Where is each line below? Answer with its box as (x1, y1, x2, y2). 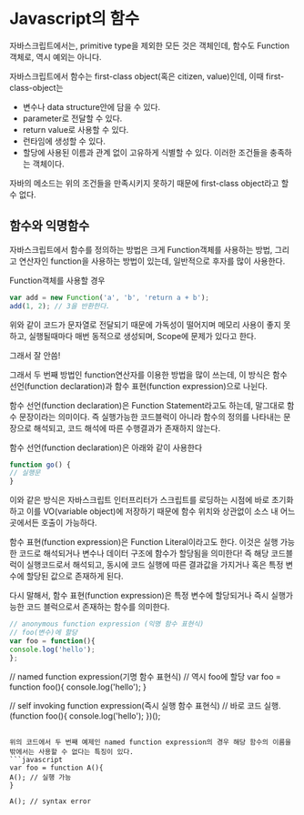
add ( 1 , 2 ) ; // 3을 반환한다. (9, 301, 111, 310)
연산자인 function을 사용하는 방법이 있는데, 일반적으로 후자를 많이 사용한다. (18, 256, 286, 267)
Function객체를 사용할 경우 (9, 275, 106, 286)
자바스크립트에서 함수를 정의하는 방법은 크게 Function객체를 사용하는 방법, (9, 244, 273, 255)
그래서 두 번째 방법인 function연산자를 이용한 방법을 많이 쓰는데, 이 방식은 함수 (9, 369, 289, 380)
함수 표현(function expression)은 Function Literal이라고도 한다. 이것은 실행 (9, 537, 279, 548)
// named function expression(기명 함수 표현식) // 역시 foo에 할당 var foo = (9, 670, 282, 682)
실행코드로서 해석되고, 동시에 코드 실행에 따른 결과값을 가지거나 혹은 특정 (25, 559, 284, 570)
